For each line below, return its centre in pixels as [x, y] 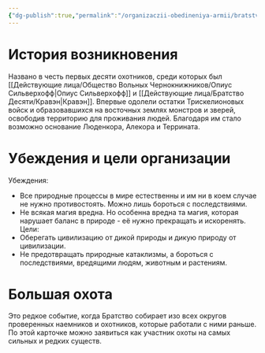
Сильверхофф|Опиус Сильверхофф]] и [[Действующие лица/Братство [126, 93]
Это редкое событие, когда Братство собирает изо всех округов [118, 316]
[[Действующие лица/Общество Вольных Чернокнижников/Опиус [120, 84]
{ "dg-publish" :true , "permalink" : [63, 15]
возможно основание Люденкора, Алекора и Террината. [104, 126]
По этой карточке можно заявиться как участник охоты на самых [119, 333]
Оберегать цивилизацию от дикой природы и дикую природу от [128, 237]
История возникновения [93, 54]
